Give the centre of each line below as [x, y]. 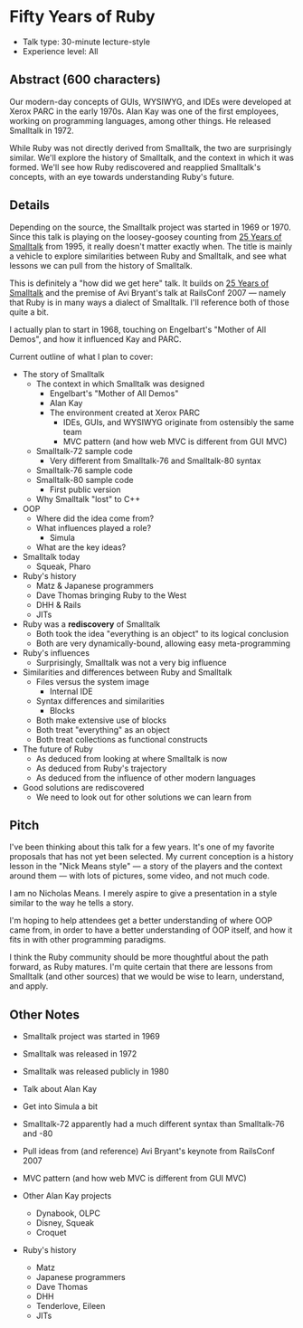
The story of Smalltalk [63, 374]
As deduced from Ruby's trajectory [101, 768]
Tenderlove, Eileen [71, 1306]
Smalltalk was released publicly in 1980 [95, 1072]
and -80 [38, 1134]
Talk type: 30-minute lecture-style [86, 42]
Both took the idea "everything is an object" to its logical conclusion [162, 633]
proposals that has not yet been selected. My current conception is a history [151, 857]
